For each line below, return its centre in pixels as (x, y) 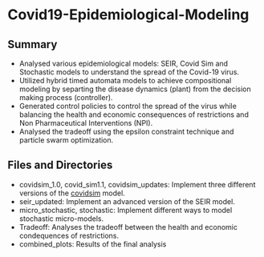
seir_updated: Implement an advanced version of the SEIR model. (127, 201)
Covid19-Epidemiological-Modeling (128, 15)
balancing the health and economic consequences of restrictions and (134, 114)
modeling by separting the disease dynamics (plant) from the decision (135, 89)
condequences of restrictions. (69, 235)
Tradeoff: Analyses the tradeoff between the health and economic (128, 227)
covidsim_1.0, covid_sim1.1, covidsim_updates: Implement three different (137, 184)
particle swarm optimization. (66, 140)
